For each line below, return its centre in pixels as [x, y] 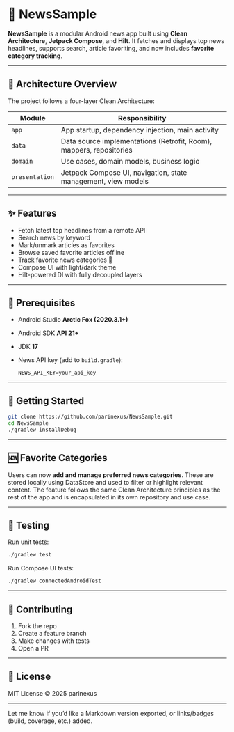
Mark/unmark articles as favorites [66, 245]
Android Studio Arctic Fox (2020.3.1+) [73, 320]
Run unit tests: [28, 542]
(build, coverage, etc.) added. [50, 721]
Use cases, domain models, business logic [130, 161]
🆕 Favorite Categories [58, 458]
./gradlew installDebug [42, 430]
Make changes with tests [53, 641]
